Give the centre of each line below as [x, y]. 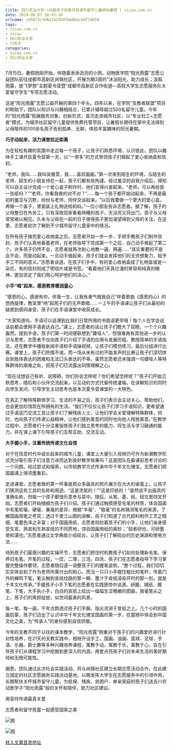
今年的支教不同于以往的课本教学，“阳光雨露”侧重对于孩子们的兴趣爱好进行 [84, 632]
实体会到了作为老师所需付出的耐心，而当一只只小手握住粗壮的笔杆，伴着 [86, 572]
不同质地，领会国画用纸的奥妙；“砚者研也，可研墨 [112, 529]
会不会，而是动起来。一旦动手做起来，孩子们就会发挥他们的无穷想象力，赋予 [86, 256]
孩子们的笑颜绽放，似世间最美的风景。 [55, 598]
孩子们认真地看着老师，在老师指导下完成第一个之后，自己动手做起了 [86, 243]
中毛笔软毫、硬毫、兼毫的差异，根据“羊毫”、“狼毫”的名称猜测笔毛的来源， [83, 510]
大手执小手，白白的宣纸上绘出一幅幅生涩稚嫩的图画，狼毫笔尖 [92, 591]
